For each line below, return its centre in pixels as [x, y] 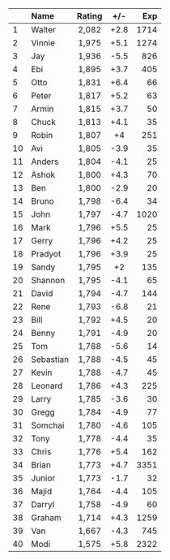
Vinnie [43, 43]
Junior [43, 478]
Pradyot [46, 254]
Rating [89, 16]
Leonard [47, 386]
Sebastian [50, 359]
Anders [45, 162]
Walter [44, 30]
